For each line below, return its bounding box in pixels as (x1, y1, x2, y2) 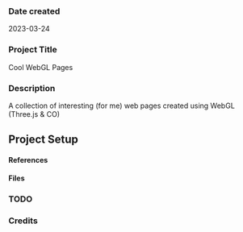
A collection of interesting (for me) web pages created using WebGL (8, 101, 236, 110)
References (8, 155, 48, 164)
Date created (8, 6, 61, 17)
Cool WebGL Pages (8, 62, 73, 72)
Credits (8, 215, 38, 226)
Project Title (8, 44, 58, 56)
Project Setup (8, 133, 79, 147)
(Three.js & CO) (8, 109, 61, 118)
